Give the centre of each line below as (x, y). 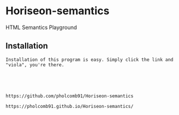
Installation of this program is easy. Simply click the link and (89, 60)
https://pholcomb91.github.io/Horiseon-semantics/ (70, 106)
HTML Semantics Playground (41, 27)
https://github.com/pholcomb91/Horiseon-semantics (70, 96)
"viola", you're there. (35, 65)
